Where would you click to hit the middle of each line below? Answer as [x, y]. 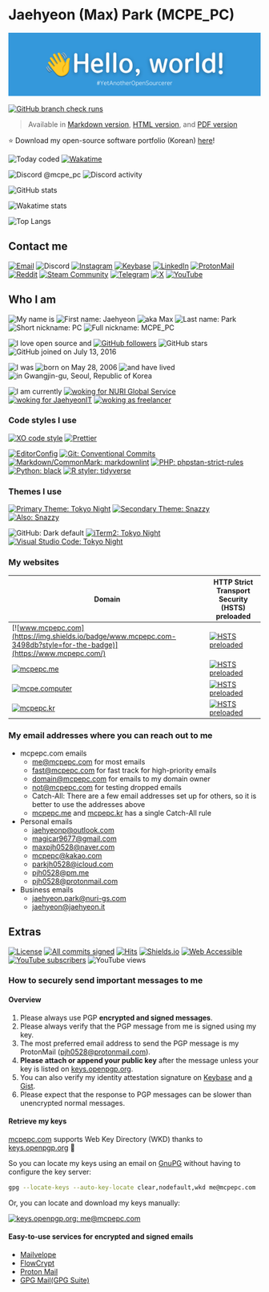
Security [233, 599]
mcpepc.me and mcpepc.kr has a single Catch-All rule [122, 813]
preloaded [233, 616]
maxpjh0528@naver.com [73, 847]
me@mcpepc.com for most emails [88, 761]
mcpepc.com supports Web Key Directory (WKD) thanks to [106, 1139]
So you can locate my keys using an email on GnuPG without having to [124, 1163]
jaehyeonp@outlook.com [73, 829]
